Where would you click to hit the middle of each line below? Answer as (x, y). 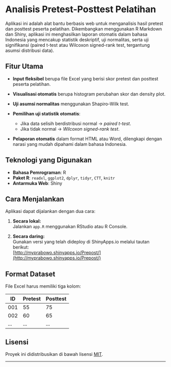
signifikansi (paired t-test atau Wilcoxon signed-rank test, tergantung (78, 45)
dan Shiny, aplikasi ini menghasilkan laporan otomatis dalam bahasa (76, 34)
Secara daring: (28, 236)
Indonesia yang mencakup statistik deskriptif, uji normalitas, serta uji (77, 40)
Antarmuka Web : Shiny (37, 183)
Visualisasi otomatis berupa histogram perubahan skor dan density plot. (89, 94)
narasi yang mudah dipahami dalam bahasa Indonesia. (70, 144)
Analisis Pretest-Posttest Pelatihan (81, 9)
